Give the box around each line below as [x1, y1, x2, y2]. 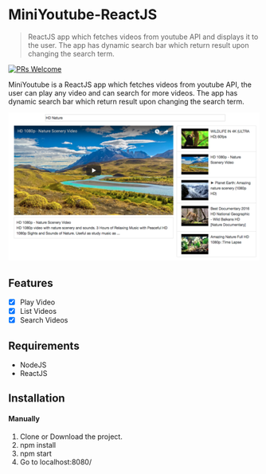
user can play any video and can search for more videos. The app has [8, 88, 238, 97]
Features [8, 276, 53, 290]
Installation [8, 392, 65, 405]
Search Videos [19, 315, 68, 325]
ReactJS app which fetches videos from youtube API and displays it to [27, 32, 259, 41]
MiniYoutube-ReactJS [8, 6, 158, 24]
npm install [19, 440, 57, 449]
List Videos [19, 307, 57, 316]
